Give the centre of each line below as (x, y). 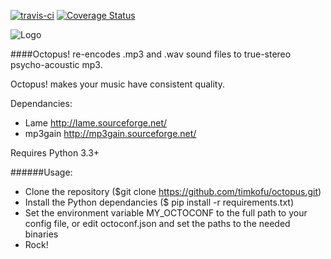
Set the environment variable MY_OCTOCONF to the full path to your (166, 213)
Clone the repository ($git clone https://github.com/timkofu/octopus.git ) (173, 191)
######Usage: (41, 172)
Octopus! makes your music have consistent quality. (117, 84)
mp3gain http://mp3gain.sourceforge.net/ (110, 133)
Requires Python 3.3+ (55, 153)
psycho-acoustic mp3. (56, 64)
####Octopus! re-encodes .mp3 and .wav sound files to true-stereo (151, 54)
